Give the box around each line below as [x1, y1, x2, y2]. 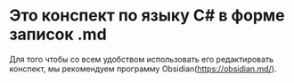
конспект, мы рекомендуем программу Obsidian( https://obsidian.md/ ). [9, 63, 277, 74]
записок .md [9, 24, 107, 45]
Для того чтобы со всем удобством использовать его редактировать [9, 54, 274, 64]
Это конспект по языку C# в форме [9, 5, 285, 26]
